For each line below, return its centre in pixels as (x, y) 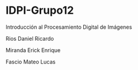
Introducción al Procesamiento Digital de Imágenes (69, 27)
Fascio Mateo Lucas (30, 62)
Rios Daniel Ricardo (30, 38)
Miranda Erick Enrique (33, 50)
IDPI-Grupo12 (40, 10)
